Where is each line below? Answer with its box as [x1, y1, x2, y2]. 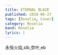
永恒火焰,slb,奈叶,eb [5, 45, 46, 50]
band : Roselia [5, 26, 34, 31]
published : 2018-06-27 [5, 12, 52, 17]
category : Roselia [5, 21, 43, 26]
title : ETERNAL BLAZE [5, 7, 50, 12]
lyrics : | [5, 30, 26, 35]
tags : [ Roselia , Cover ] [5, 16, 54, 21]
